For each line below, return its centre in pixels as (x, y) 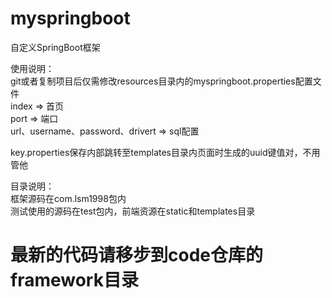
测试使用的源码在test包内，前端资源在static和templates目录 (133, 211)
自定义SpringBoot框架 (55, 47)
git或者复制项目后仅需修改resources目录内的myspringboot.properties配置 (161, 81)
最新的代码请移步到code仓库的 (136, 255)
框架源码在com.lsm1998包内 (68, 198)
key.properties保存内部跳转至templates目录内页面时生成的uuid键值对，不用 (165, 152)
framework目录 (74, 280)
